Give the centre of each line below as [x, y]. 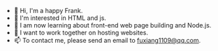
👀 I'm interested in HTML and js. [60, 18]
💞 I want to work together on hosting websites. [81, 32]
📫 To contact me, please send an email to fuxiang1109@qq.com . [107, 40]
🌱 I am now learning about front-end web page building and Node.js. [112, 25]
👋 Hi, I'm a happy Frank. [48, 11]
